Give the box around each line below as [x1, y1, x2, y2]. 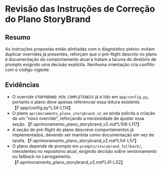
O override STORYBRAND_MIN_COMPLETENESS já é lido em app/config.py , [12, 94, 149, 99]
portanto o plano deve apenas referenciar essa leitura [12, 99, 121, 105]
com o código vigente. [5, 67, 50, 73]
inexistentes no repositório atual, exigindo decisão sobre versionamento [12, 148, 157, 154]
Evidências [5, 81, 40, 89]
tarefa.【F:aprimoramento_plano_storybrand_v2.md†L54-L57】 [12, 137, 139, 143]
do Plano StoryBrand [5, 14, 91, 25]
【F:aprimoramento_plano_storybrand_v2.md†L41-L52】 [12, 159, 125, 165]
